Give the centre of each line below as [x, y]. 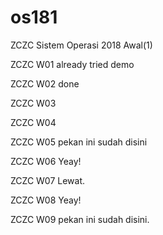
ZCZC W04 [33, 122]
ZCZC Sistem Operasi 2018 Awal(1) [81, 45]
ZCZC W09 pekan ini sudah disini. [80, 219]
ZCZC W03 [33, 103]
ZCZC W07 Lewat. [48, 180]
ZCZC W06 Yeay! [46, 161]
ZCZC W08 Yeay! [46, 200]
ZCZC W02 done [45, 83]
